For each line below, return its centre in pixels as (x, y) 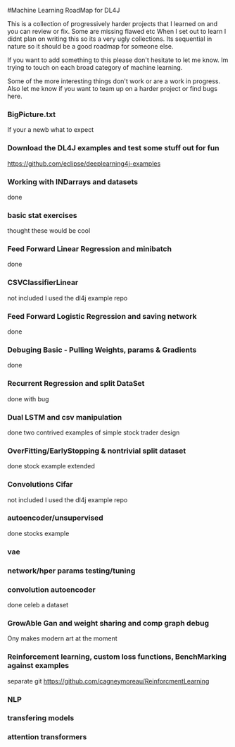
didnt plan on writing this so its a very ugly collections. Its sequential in (110, 39)
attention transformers (47, 737)
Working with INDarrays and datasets (73, 181)
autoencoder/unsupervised (55, 518)
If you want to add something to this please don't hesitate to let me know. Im (118, 60)
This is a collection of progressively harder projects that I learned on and (113, 24)
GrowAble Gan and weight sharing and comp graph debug (108, 623)
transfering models (41, 718)
